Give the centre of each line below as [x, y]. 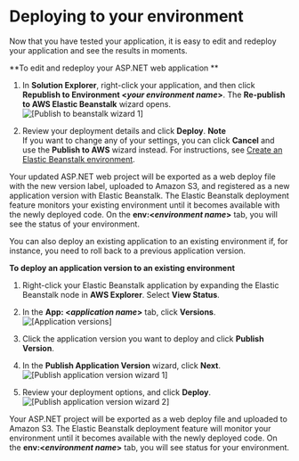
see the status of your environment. [75, 224]
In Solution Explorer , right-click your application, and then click [138, 85]
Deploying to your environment [127, 16]
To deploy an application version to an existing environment [122, 268]
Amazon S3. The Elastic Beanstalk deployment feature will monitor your [140, 428]
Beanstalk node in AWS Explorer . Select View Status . [121, 294]
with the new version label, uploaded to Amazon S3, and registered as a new [149, 185]
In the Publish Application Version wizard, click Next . [121, 365]
